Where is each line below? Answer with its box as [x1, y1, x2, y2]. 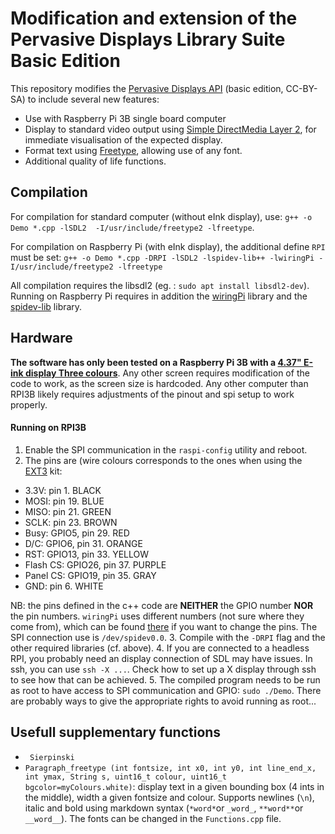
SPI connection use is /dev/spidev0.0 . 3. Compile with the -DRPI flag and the [10, 631, 326, 643]
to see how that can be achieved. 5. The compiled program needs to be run [10, 673, 321, 686]
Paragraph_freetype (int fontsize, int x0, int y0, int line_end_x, [24, 763, 317, 773]
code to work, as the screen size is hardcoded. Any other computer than [10, 377, 309, 389]
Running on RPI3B [10, 422, 87, 434]
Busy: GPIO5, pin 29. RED [24, 527, 130, 539]
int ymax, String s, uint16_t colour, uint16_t [24, 772, 227, 782]
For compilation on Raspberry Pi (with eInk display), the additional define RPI [10, 240, 326, 252]
